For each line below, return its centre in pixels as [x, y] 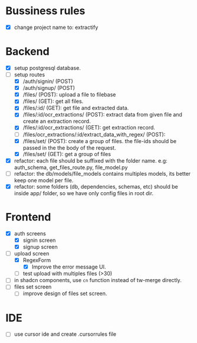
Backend [27, 52]
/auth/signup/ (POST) [49, 88]
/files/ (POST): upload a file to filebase [69, 95]
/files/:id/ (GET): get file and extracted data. [76, 108]
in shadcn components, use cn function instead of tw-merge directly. [98, 280]
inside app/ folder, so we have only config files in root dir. [84, 193]
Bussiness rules [45, 11]
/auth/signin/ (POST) [48, 82]
